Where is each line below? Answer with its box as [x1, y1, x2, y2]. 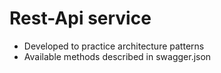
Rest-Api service [9, 7, 152, 30]
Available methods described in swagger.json [23, 50, 212, 62]
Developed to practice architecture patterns [23, 40, 205, 52]
